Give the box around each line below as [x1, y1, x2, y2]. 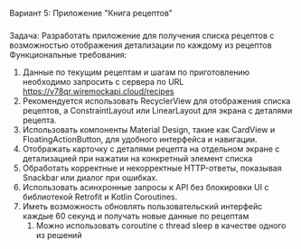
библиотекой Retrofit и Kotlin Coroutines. [22, 191, 178, 202]
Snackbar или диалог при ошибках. [22, 171, 158, 183]
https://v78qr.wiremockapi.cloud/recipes [22, 86, 174, 97]
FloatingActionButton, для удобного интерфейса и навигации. [22, 134, 258, 144]
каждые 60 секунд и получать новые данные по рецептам [22, 210, 249, 221]
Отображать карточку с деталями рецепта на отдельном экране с [22, 143, 280, 154]
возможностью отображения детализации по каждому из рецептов [9, 40, 273, 51]
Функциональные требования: [9, 49, 127, 60]
